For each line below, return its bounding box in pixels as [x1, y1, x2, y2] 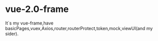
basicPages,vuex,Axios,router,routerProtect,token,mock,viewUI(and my [5, 25, 153, 31]
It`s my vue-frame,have [5, 20, 54, 26]
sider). [5, 30, 19, 36]
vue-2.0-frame [5, 3, 69, 15]
